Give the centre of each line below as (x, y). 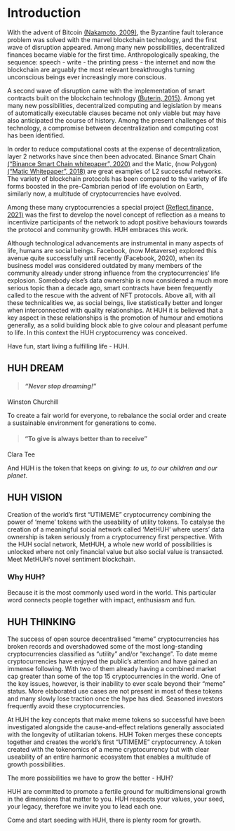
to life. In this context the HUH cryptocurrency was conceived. (98, 332)
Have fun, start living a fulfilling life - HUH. (68, 346)
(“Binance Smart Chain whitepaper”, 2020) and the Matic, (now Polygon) (112, 163)
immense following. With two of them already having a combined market (112, 668)
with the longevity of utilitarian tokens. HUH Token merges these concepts (115, 734)
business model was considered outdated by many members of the (105, 265)
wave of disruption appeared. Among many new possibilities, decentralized (116, 47)
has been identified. (36, 135)
